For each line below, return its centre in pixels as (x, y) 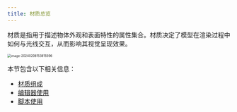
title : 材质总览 (29, 14)
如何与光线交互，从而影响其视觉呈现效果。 (69, 44)
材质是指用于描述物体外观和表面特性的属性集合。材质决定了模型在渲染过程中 (119, 35)
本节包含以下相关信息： (41, 68)
